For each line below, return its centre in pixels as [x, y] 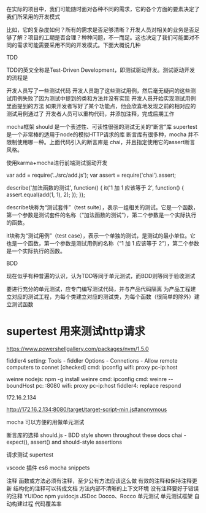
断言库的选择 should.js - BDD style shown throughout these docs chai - [97, 435]
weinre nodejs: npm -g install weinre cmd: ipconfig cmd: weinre [87, 379]
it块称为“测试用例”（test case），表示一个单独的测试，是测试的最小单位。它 [101, 236]
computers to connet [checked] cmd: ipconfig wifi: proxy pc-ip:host [92, 367]
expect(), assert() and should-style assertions [64, 442]
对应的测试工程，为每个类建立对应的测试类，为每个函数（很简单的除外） [103, 297]
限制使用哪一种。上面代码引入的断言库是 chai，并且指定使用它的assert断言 [101, 142]
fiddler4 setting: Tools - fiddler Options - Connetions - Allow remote [92, 360]
